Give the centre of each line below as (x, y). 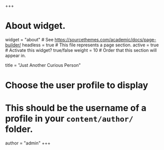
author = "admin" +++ (28, 143)
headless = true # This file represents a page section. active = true (90, 45)
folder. (19, 129)
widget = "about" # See (29, 39)
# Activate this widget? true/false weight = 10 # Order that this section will (81, 50)
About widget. (35, 26)
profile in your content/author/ (69, 119)
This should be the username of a (76, 108)
